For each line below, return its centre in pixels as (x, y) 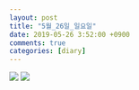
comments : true (38, 43)
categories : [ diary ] (48, 51)
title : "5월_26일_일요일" (53, 26)
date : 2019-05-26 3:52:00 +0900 (69, 34)
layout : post (34, 18)
